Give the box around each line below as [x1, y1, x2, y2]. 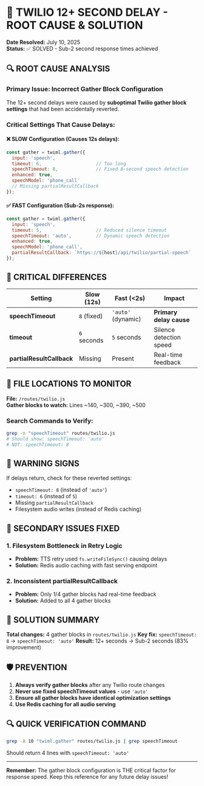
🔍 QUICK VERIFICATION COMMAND [6, 719, 147, 730]
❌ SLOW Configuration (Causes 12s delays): [6, 135, 120, 143]
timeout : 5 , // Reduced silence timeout [12, 227, 167, 233]
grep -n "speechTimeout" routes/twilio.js [6, 430, 115, 436]
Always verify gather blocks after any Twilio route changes [15, 681, 165, 688]
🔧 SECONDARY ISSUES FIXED [6, 523, 120, 533]
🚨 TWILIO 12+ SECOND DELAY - [6, 5, 168, 19]
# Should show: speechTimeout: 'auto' [6, 436, 104, 442]
